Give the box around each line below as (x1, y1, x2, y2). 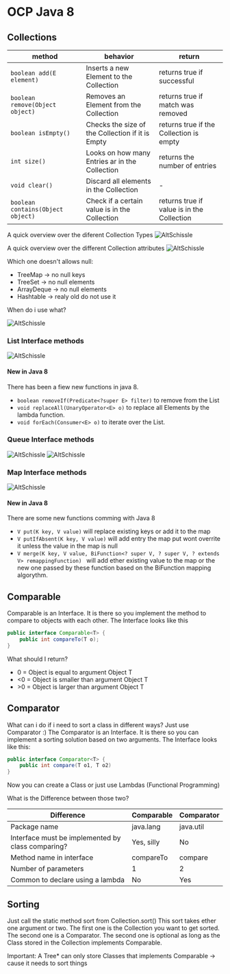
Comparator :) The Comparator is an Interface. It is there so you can (7, 728, 199, 736)
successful (158, 76, 194, 86)
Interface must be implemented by (10, 833, 121, 843)
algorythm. (16, 571, 48, 579)
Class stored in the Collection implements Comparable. (7, 938, 162, 947)
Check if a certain (86, 196, 143, 206)
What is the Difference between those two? (7, 794, 129, 803)
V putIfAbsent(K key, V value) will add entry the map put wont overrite (16, 535, 221, 543)
